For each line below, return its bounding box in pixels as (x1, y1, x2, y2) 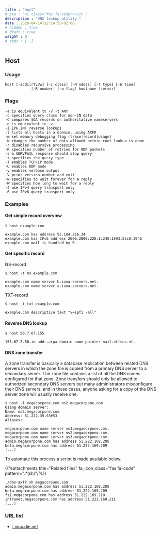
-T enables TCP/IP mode (5, 160, 53, 165)
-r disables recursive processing (5, 143, 75, 148)
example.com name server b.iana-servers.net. (5, 280, 98, 284)
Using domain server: (5, 405, 49, 410)
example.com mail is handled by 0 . (5, 240, 79, 245)
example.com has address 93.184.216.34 (5, 232, 86, 237)
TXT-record (5, 292, 28, 298)
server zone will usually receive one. (5, 391, 78, 397)
